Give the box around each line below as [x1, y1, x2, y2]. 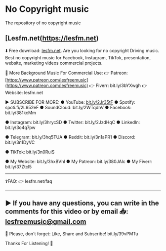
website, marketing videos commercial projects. [5, 60, 103, 66]
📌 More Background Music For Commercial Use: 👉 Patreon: [5, 70, 128, 76]
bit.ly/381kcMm [5, 110, 36, 116]
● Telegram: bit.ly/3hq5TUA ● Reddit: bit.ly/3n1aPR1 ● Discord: [5, 134, 136, 140]
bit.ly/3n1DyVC [5, 139, 35, 145]
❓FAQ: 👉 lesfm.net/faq [5, 178, 52, 184]
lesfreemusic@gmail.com [5, 217, 86, 226]
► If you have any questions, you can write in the [5, 199, 159, 208]
